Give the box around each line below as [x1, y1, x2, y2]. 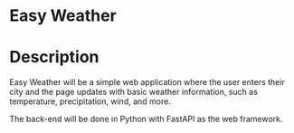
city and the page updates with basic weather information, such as [9, 87, 258, 98]
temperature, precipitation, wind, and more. [9, 96, 172, 107]
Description [9, 47, 100, 68]
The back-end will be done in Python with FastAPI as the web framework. [9, 114, 283, 125]
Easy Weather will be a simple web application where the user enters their [9, 77, 285, 88]
